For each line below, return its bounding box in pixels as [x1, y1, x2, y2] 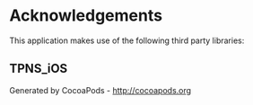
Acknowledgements [9, 5, 163, 26]
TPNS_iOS [9, 61, 68, 76]
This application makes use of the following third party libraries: [9, 35, 245, 46]
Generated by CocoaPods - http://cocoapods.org [9, 84, 191, 95]
